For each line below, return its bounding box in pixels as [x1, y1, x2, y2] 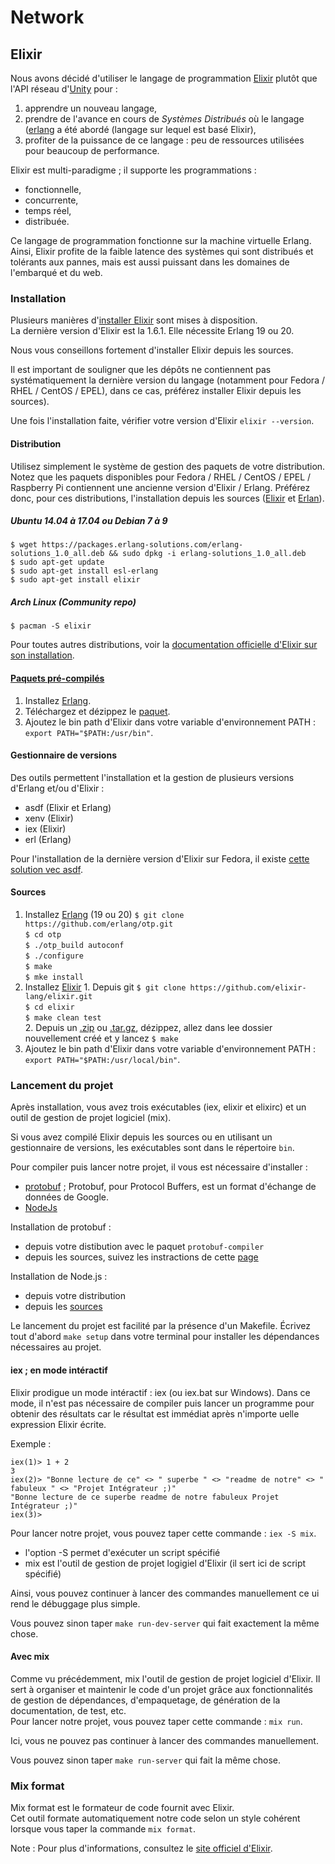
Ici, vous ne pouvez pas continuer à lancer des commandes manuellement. [10, 1734, 319, 1746]
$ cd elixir [24, 1002, 75, 1013]
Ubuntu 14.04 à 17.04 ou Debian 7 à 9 [10, 515, 168, 527]
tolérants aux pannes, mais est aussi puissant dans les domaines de [10, 256, 290, 268]
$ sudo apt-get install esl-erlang [10, 566, 159, 576]
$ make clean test [24, 1013, 102, 1023]
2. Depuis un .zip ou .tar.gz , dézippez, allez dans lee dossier [24, 1022, 273, 1034]
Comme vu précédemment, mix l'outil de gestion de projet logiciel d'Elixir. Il [10, 1672, 321, 1685]
